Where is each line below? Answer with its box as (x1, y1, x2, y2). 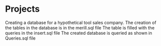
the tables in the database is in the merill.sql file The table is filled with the (5, 24, 155, 30)
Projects (5, 3, 40, 15)
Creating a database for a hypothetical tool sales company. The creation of (5, 20, 157, 25)
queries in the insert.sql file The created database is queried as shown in (5, 30, 152, 36)
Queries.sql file (5, 35, 36, 41)
